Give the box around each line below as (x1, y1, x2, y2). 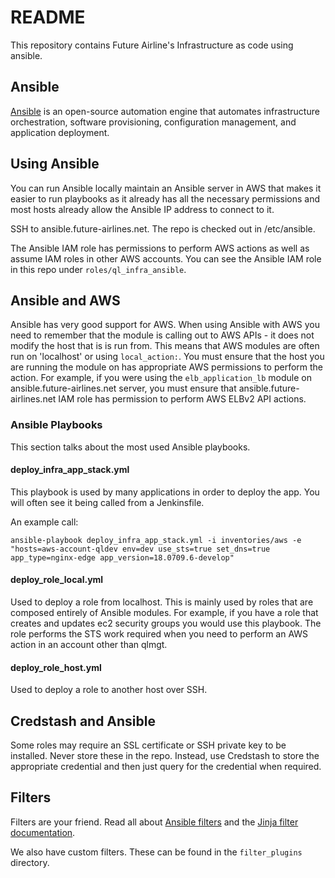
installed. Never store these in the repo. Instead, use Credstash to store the (10, 750, 320, 762)
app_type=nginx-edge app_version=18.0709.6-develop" (10, 552, 235, 563)
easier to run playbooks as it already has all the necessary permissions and (10, 192, 321, 205)
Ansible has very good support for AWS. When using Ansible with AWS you (10, 319, 320, 331)
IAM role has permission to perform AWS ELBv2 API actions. (58, 393, 307, 405)
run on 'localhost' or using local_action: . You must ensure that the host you (10, 351, 325, 363)
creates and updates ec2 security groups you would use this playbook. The (10, 617, 322, 630)
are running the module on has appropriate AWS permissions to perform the (10, 361, 324, 373)
